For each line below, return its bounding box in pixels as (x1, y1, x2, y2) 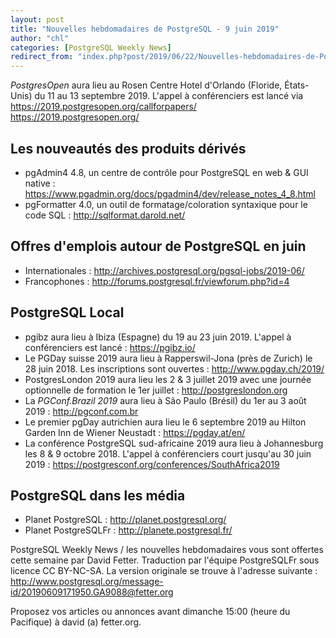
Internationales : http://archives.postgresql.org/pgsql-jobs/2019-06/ (24, 264, 305, 276)
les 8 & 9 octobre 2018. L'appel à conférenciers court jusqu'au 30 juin (24, 447, 312, 460)
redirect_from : (10, 52, 74, 62)
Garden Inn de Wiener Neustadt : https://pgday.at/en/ (24, 426, 246, 438)
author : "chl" (10, 33, 70, 43)
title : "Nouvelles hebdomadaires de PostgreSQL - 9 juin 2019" (10, 24, 280, 34)
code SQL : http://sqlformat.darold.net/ (24, 209, 186, 221)
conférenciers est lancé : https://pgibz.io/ (24, 341, 196, 353)
